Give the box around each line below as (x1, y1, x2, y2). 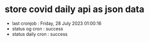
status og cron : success (12, 25, 63, 31)
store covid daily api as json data (5, 4, 144, 15)
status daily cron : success (12, 31, 68, 37)
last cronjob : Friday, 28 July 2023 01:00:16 (12, 20, 102, 26)
